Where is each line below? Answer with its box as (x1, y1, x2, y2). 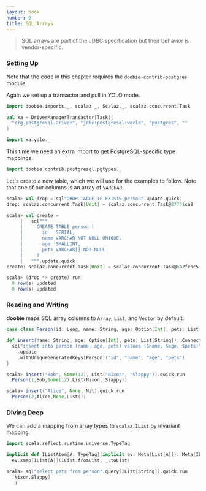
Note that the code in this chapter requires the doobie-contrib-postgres (6, 73, 188, 80)
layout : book (6, 9, 40, 15)
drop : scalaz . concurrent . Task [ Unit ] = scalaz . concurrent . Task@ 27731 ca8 (6, 201, 193, 207)
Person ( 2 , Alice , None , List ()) (12, 394, 86, 400)
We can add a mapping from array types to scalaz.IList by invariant (6, 422, 180, 430)
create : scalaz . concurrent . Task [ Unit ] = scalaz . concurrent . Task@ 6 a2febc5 (6, 264, 199, 270)
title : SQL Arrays (6, 20, 53, 26)
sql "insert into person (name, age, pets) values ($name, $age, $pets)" (12, 343, 202, 349)
